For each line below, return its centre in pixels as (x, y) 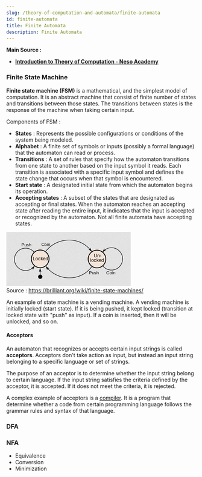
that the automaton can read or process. (65, 153)
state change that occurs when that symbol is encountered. (89, 178)
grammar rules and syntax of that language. (61, 410)
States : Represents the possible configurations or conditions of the (99, 133)
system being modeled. (44, 140)
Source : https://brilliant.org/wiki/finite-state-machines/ (75, 290)
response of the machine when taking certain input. (70, 110)
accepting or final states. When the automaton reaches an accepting (100, 204)
